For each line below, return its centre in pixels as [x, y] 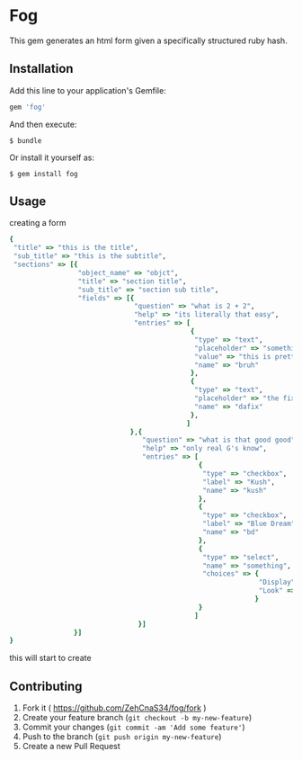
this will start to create [50, 658]
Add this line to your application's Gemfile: [88, 90]
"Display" [277, 582]
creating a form [38, 223]
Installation [41, 69]
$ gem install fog [44, 174]
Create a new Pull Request [71, 747]
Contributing [46, 686]
